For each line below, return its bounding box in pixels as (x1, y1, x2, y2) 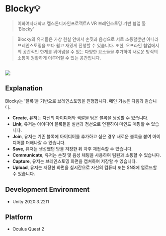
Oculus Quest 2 (12, 226, 45, 232)
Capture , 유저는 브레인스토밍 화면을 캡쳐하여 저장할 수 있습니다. (12, 158, 137, 164)
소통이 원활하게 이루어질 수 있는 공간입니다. (17, 55, 101, 61)
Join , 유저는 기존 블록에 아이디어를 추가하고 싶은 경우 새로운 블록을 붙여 (12, 133, 152, 139)
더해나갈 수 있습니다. (25, 140, 66, 146)
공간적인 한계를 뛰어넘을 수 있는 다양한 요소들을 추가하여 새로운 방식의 (22, 48, 158, 55)
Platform (5, 213, 33, 221)
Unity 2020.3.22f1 (12, 198, 49, 204)
